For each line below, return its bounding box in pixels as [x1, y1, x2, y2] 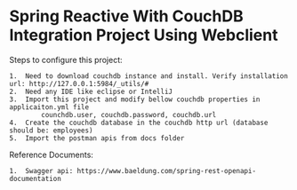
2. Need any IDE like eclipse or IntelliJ [9, 87, 173, 96]
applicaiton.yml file [9, 102, 90, 112]
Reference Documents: [9, 149, 93, 160]
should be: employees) [9, 126, 93, 135]
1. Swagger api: [9, 166, 74, 175]
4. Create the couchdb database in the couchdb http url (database [9, 118, 269, 127]
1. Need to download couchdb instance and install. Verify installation [9, 71, 289, 81]
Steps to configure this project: [9, 54, 123, 65]
